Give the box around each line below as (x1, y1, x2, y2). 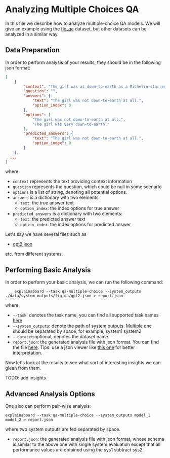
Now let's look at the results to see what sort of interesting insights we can (5, 360, 161, 366)
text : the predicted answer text (20, 216, 86, 222)
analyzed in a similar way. (5, 31, 59, 37)
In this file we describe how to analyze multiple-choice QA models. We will (5, 20, 160, 26)
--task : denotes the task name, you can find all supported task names (12, 312, 159, 318)
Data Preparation (5, 46, 60, 54)
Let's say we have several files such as (5, 231, 87, 237)
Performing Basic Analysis (5, 265, 91, 274)
